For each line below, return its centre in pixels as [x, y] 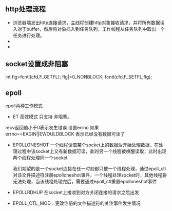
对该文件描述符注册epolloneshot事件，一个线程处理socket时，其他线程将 [90, 175]
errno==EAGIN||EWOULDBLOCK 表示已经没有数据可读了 [65, 134]
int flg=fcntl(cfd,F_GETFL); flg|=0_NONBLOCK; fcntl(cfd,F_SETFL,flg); [79, 76]
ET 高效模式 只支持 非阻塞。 [42, 117]
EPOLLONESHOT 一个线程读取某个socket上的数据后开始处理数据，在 [86, 145]
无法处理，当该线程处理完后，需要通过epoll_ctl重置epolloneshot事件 [85, 182]
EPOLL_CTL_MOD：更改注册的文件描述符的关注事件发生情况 [77, 203]
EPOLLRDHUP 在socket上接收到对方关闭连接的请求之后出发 [76, 193]
